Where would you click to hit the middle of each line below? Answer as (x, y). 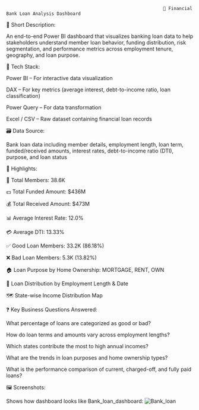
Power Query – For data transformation (54, 107)
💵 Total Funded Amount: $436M (46, 192)
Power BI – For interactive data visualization (59, 78)
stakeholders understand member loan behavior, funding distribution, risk (96, 42)
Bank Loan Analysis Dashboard (44, 14)
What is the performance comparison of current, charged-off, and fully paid (99, 369)
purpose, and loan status (37, 157)
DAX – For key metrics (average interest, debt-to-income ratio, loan (89, 90)
